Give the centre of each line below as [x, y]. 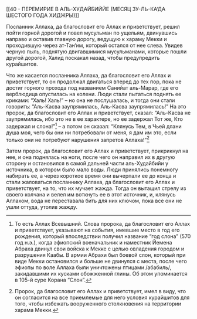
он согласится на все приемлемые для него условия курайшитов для [102, 298]
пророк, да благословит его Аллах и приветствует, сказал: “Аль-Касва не [98, 113]
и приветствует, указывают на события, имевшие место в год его [97, 230]
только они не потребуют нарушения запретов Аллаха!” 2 [78, 139]
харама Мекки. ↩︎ [36, 310]
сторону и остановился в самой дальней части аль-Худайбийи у [87, 164]
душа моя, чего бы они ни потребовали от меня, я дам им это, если [91, 133]
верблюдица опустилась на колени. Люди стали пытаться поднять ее [94, 94]
